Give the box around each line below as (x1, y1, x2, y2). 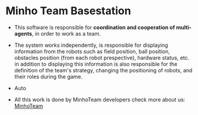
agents (14, 30, 32, 37)
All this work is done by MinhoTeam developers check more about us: (14, 96, 185, 103)
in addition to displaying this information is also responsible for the (14, 60, 178, 68)
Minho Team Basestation (5, 4, 132, 18)
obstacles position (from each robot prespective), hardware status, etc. (14, 54, 190, 61)
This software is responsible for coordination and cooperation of (14, 24, 175, 31)
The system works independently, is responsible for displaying (14, 41, 168, 49)
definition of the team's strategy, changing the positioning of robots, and (14, 66, 193, 74)
